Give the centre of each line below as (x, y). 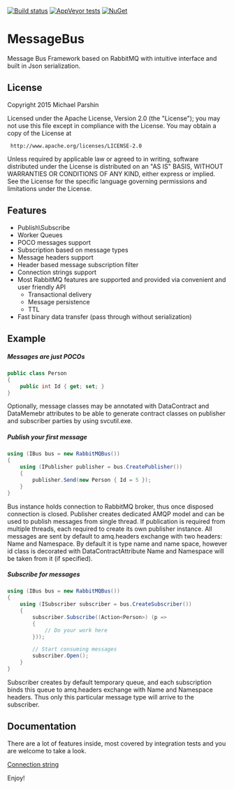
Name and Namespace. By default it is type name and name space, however (117, 543)
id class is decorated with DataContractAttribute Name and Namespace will (116, 551)
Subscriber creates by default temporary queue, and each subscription (109, 682)
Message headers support (55, 257)
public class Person (37, 373)
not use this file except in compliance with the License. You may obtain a (112, 125)
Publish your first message (47, 437)
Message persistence (59, 301)
